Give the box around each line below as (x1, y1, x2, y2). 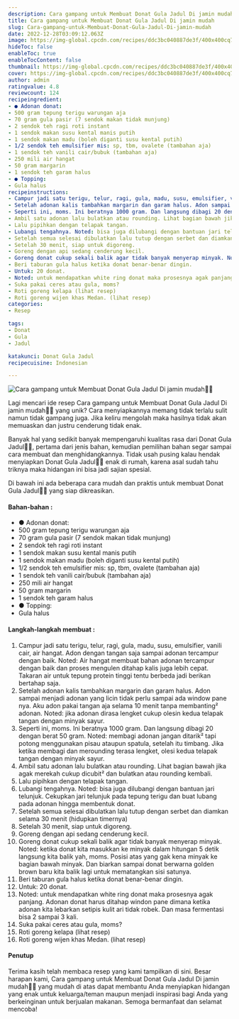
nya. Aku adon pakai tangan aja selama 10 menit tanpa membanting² (18, 701, 218, 710)
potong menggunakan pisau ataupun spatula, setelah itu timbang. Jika (18, 739, 224, 747)
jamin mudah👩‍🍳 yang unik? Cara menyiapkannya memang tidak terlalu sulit (8, 406, 228, 415)
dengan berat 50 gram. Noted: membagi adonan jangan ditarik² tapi (18, 732, 217, 740)
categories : (8, 301, 43, 308)
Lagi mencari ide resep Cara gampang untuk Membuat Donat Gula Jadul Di (8, 399, 228, 407)
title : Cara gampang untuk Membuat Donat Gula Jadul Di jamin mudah (8, 17, 215, 24)
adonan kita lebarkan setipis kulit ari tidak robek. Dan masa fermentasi (18, 905, 224, 913)
